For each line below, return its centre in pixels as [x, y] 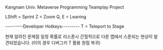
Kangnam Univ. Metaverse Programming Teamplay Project [65, 7]
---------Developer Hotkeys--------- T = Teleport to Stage [65, 26]
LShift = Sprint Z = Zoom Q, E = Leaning [46, 17]
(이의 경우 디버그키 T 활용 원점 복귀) [66, 43]
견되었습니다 [17, 43]
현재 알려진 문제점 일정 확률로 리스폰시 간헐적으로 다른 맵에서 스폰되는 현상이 [79, 36]
